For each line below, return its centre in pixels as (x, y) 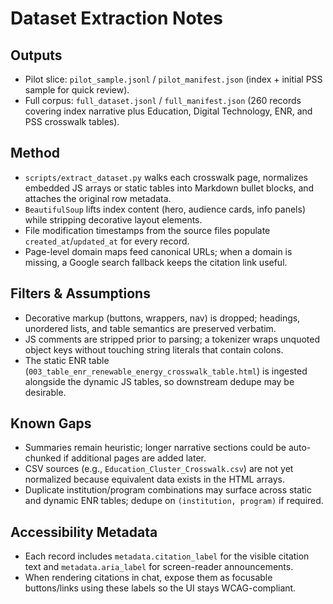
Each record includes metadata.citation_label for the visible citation (167, 556)
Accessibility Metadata (84, 532)
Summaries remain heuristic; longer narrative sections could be (155, 448)
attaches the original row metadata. (98, 198)
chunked (43, 458)
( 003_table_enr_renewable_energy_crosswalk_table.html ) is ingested (166, 371)
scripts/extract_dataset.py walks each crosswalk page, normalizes (166, 177)
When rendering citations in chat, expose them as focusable (148, 578)
